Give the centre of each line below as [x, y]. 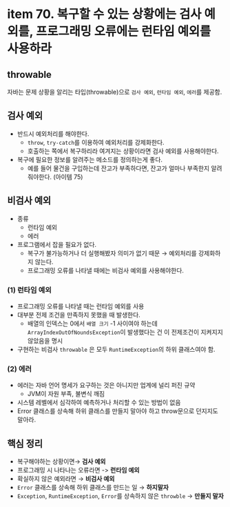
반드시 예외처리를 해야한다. [53, 133]
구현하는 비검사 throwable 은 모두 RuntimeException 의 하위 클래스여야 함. [116, 349]
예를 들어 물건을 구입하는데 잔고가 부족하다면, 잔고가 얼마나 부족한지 [118, 168]
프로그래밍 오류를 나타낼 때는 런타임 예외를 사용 [81, 306]
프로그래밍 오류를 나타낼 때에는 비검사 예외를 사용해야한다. [106, 270]
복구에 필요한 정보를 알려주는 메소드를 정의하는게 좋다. [90, 159]
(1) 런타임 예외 [29, 290]
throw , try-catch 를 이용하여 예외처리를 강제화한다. [96, 142]
